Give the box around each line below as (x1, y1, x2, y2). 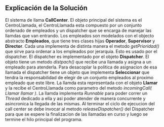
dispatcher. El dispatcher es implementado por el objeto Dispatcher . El (5, 54, 149, 60)
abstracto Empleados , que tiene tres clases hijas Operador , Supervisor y (5, 38, 155, 44)
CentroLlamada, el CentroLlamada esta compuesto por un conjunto (5, 22, 142, 28)
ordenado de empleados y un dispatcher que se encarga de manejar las (5, 27, 152, 33)
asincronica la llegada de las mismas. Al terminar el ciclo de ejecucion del (5, 100, 155, 106)
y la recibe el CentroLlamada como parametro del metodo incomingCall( (5, 85, 152, 91)
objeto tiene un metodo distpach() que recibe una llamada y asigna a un (5, 59, 152, 64)
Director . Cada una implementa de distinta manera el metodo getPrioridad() (5, 43, 160, 49)
